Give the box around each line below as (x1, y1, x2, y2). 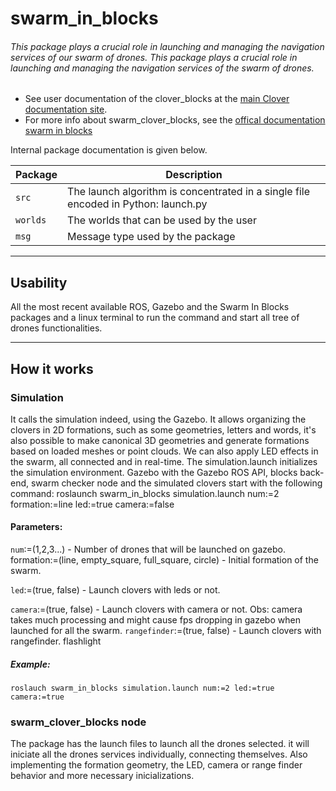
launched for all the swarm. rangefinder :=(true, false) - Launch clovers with (10, 625, 322, 637)
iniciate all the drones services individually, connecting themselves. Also (10, 748, 308, 761)
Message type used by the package (67, 230, 236, 244)
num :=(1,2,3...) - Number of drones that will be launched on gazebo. (10, 543, 286, 556)
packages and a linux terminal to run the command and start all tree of (10, 312, 300, 324)
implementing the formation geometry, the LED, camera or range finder (10, 759, 303, 771)
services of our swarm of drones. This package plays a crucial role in (10, 51, 298, 63)
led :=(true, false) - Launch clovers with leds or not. (10, 584, 221, 596)
